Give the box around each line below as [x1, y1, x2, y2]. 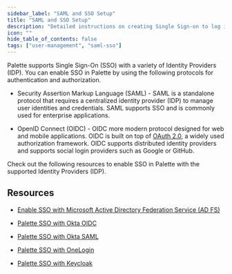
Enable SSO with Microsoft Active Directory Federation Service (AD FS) [17, 205, 220, 214]
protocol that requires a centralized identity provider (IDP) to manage [17, 97, 214, 104]
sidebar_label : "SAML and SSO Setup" [7, 10, 116, 17]
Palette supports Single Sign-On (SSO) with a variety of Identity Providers [7, 61, 217, 69]
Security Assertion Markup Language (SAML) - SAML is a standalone [17, 89, 215, 97]
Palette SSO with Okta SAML [17, 232, 99, 240]
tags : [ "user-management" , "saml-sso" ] [7, 42, 122, 49]
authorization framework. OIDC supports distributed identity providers [17, 139, 217, 147]
